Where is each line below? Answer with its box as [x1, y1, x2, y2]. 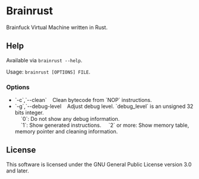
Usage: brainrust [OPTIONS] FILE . [6, 68, 91, 75]
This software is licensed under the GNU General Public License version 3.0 [6, 161, 192, 168]
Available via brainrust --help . [6, 56, 83, 63]
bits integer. [14, 109, 44, 116]
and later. [6, 167, 29, 174]
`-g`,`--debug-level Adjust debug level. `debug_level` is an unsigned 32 [14, 103, 194, 110]
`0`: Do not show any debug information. [20, 116, 120, 123]
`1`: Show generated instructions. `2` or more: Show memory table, [20, 122, 189, 129]
